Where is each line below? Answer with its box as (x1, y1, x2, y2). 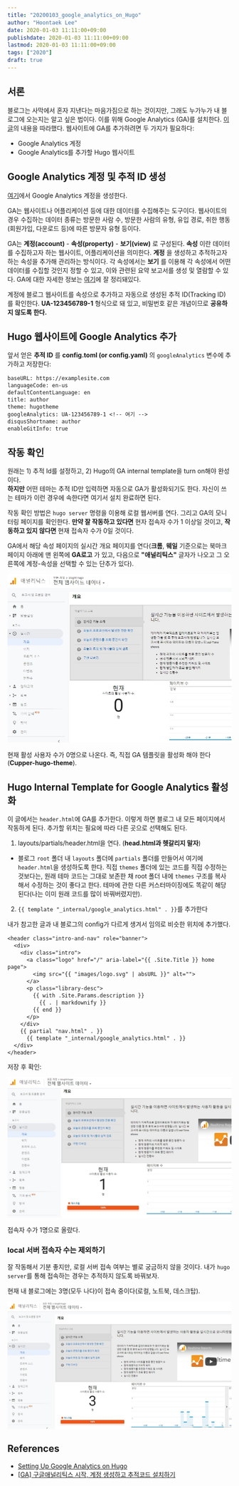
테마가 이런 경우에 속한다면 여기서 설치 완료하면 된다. (14, 493, 161, 502)
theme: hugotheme (7, 404, 59, 411)
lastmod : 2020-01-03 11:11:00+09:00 (7, 41, 116, 49)
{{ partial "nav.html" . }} (20, 1028, 103, 1035)
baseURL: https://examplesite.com (7, 375, 110, 382)
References (7, 1443, 60, 1455)
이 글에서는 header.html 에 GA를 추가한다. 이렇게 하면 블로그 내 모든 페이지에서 (7, 814, 225, 823)
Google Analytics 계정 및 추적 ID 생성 (7, 171, 166, 183)
